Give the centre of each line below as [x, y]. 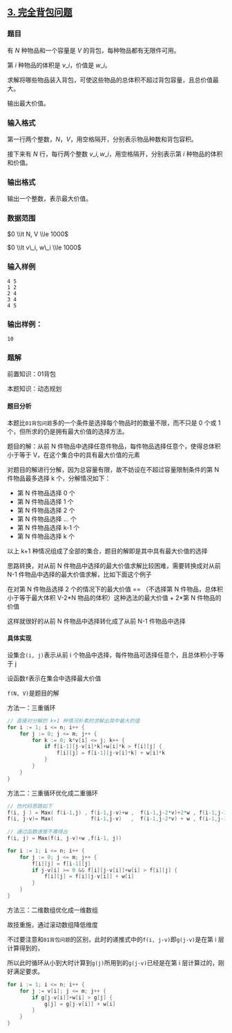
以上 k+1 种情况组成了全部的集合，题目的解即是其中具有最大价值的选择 [107, 551]
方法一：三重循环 [31, 707]
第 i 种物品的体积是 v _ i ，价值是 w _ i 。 [59, 65]
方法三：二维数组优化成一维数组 [52, 910]
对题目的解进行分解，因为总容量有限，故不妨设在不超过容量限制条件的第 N [113, 469]
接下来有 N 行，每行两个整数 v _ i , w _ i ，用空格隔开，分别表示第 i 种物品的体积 [115, 154]
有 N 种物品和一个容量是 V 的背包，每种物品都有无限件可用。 [94, 50]
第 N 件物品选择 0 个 [46, 493]
